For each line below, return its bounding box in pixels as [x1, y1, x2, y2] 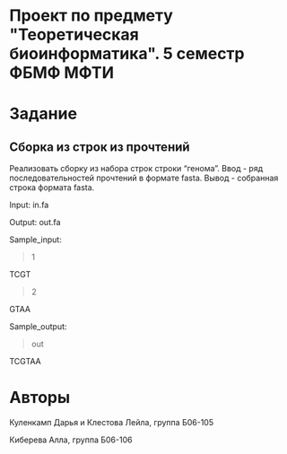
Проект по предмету [9, 5, 173, 26]
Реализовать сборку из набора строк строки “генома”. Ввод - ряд [9, 163, 264, 174]
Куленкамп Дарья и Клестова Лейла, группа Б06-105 [9, 417, 213, 428]
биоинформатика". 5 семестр [9, 44, 245, 64]
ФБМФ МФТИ [9, 63, 115, 83]
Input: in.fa [9, 199, 49, 211]
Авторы [9, 388, 71, 408]
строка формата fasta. [9, 182, 95, 193]
